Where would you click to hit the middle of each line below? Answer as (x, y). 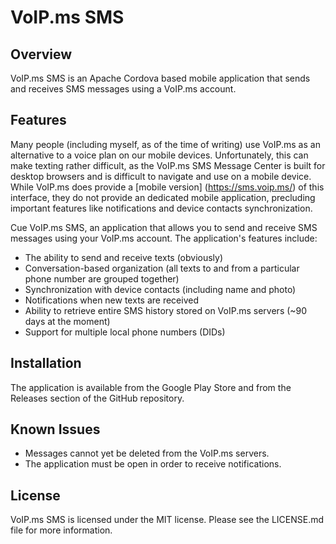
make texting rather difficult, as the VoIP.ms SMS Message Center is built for (168, 165)
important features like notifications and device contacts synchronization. (161, 208)
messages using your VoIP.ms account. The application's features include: (164, 238)
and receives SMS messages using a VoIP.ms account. (123, 89)
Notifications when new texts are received (111, 300)
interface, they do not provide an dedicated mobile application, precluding (163, 197)
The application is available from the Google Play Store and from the (151, 387)
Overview (41, 54)
